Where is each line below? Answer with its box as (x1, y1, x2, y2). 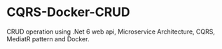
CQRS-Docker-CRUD (6, 4, 130, 20)
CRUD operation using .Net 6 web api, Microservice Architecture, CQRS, (6, 27, 215, 36)
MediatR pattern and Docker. (6, 34, 90, 43)
